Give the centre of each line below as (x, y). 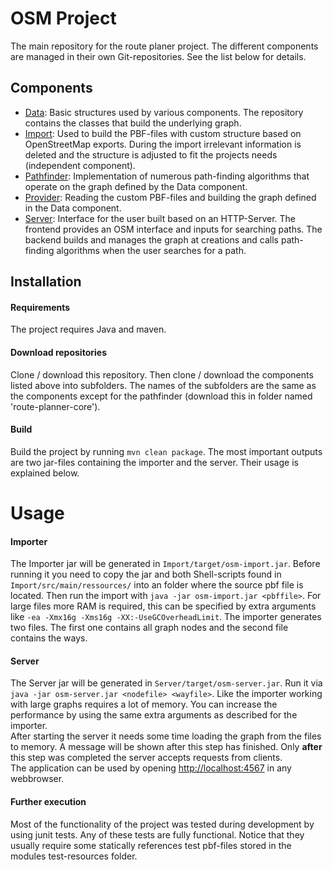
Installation (46, 282)
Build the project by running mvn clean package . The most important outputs (166, 451)
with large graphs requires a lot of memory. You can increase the (144, 704)
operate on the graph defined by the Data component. (136, 186)
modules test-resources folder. (74, 856)
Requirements (40, 307)
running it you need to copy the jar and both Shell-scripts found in (146, 574)
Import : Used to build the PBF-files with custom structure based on (163, 133)
